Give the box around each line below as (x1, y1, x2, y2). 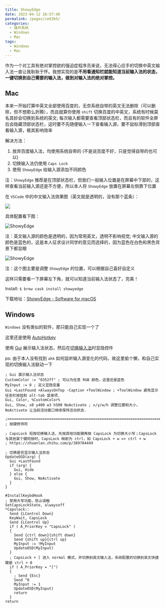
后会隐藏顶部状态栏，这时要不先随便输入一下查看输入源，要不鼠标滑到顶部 (5, 121, 156, 127)
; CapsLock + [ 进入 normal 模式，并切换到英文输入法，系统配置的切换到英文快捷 (9, 555, 159, 560)
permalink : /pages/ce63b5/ (5, 16, 60, 21)
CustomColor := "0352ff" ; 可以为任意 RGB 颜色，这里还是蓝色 (5, 378, 125, 383)
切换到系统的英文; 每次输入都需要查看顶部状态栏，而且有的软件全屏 (22, 115, 159, 121)
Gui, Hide (14, 468, 34, 472)
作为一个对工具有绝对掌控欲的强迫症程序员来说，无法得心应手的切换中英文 (5, 62, 156, 68)
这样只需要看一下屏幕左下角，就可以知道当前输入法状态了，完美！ (5, 276, 138, 282)
